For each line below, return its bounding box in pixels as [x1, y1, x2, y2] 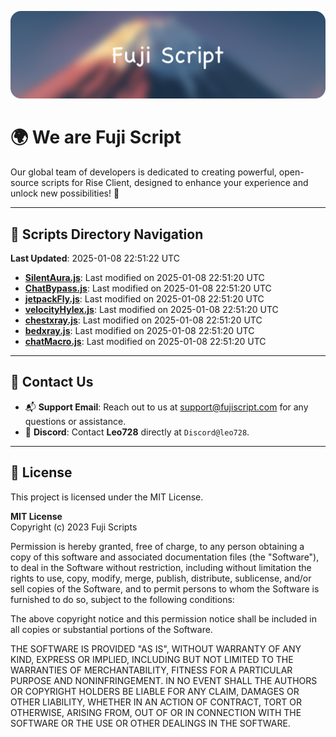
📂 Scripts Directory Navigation [10, 226, 204, 243]
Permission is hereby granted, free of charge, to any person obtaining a [10, 540, 305, 552]
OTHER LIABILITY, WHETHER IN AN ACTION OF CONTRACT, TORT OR [10, 696, 302, 708]
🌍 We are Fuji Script [10, 126, 182, 149]
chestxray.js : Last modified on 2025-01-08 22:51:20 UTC [24, 314, 263, 326]
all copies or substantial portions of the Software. [10, 623, 213, 635]
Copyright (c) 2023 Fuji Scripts [10, 521, 138, 533]
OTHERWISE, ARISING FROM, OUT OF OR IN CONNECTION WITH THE [10, 706, 302, 718]
